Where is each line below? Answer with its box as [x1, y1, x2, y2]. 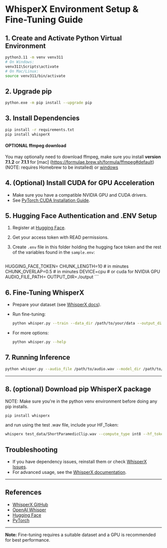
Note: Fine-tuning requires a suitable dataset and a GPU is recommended [5, 532, 156, 538]
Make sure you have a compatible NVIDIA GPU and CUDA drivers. [12, 192, 148, 198]
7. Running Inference [5, 353, 71, 362]
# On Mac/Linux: [5, 69, 39, 74]
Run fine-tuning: [12, 311, 46, 317]
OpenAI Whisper [12, 507, 46, 513]
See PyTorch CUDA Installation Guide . [12, 197, 90, 203]
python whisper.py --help [12, 339, 66, 344]
